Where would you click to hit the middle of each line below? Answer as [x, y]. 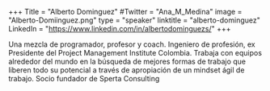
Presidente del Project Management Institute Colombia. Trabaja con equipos [135, 53]
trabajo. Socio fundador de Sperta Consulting [84, 79]
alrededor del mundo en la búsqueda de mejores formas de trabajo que [127, 61]
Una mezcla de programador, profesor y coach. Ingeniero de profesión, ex [132, 44]
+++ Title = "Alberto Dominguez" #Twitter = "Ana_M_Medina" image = [125, 12]
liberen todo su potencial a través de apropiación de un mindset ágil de [127, 70]
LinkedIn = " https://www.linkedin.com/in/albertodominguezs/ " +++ [120, 29]
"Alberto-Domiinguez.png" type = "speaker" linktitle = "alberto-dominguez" [134, 20]
